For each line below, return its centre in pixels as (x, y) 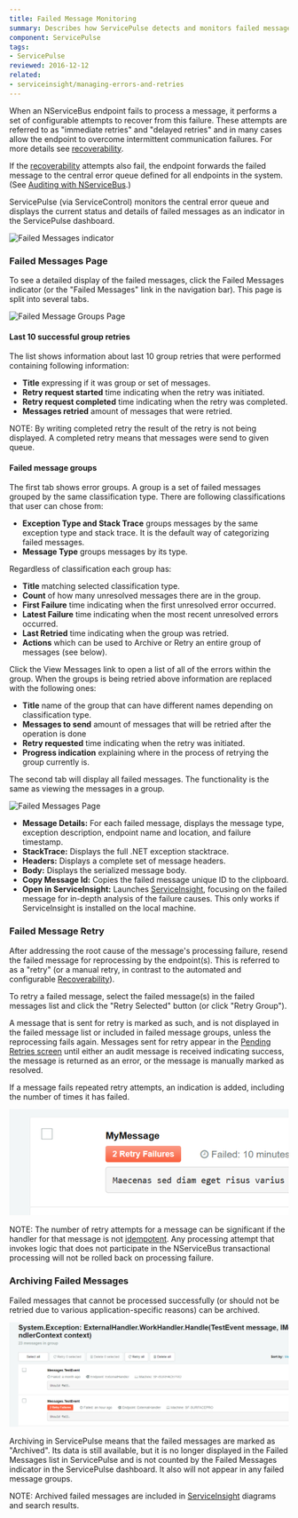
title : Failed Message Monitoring (73, 19)
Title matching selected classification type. (101, 586)
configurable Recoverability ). (62, 979)
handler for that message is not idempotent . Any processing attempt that (142, 1239)
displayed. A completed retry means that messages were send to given (139, 438)
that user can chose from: (56, 506)
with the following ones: (53, 688)
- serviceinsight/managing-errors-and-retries (97, 84)
